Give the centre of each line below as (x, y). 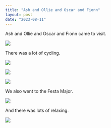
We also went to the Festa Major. (39, 91)
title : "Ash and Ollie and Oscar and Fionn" (53, 10)
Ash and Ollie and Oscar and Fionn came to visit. (56, 34)
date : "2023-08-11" (26, 19)
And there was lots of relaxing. (37, 111)
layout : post (19, 15)
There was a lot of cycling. (33, 53)
